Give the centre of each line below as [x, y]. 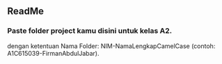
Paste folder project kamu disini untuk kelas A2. [90, 31]
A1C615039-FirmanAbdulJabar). [53, 53]
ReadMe [25, 11]
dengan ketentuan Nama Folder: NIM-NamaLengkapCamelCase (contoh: [111, 46]
